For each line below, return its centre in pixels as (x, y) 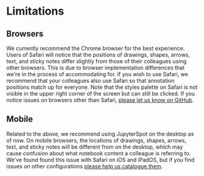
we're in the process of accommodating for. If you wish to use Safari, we (97, 74)
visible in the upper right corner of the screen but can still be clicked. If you (100, 93)
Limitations (35, 11)
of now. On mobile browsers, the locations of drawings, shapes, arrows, (97, 140)
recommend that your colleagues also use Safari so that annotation (90, 81)
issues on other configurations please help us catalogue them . (85, 166)
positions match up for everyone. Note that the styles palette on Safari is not (102, 87)
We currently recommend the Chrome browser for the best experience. (96, 48)
